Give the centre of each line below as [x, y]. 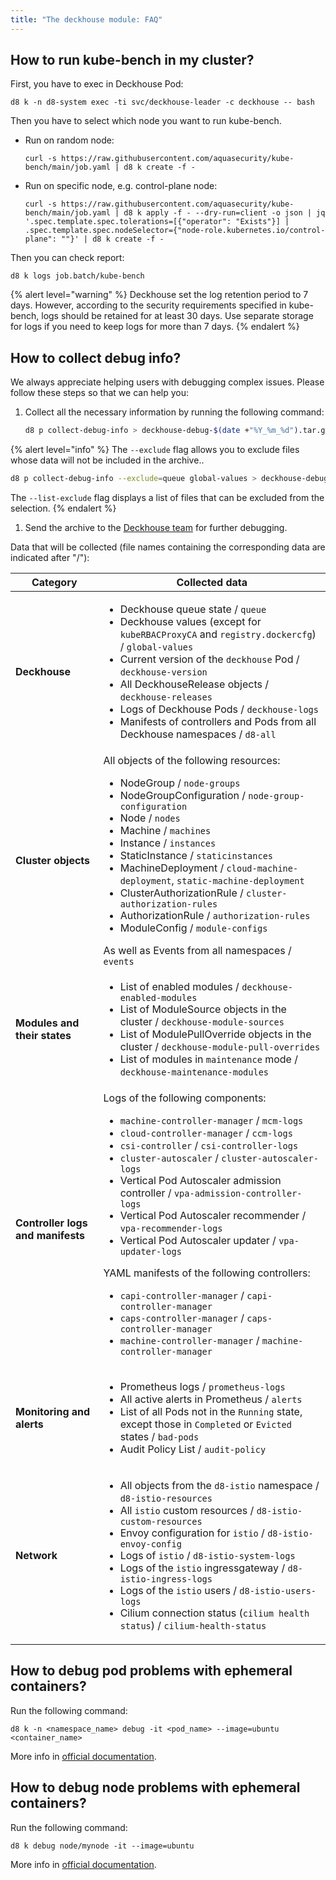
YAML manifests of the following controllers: [207, 1273]
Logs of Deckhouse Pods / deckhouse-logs [219, 709]
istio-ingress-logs [166, 1579]
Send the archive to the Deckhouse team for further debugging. [156, 527]
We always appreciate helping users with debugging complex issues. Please [167, 382]
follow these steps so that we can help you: [99, 393]
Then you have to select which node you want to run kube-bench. [146, 121]
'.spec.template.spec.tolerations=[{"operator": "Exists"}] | [157, 222]
